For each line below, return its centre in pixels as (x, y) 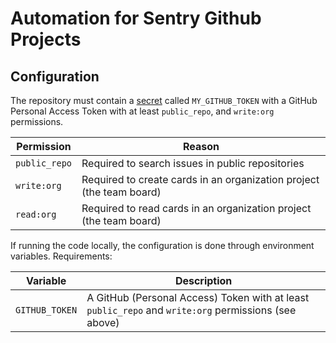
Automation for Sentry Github (136, 18)
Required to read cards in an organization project (196, 208)
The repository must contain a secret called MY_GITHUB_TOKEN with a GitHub (164, 100)
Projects (46, 39)
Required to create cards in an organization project (200, 179)
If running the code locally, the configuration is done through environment (162, 245)
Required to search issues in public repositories (193, 163)
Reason (201, 146)
